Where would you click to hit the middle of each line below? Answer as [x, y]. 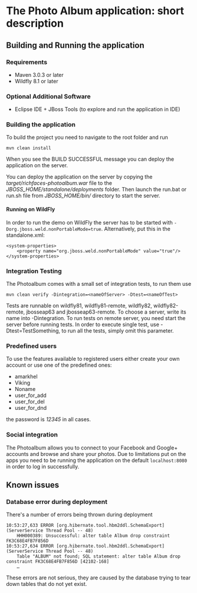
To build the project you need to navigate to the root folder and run [87, 138]
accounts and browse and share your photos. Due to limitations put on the [96, 454]
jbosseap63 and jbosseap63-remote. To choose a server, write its [106, 312]
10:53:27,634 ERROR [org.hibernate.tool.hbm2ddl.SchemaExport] [86, 546]
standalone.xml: [26, 235]
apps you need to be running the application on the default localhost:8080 [97, 460]
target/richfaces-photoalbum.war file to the [59, 183]
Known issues [33, 485]
